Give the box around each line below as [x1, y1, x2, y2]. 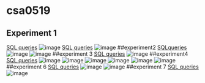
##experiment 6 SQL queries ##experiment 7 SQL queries [6, 63, 199, 70]
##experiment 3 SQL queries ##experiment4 [52, 50, 188, 58]
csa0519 [6, 4, 51, 18]
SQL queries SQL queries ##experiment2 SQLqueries [6, 44, 187, 51]
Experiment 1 [6, 28, 57, 38]
